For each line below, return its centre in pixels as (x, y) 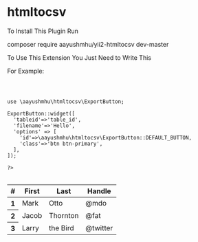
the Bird (62, 228)
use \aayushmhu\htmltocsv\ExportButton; (66, 101)
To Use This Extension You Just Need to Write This (79, 57)
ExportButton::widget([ (41, 113)
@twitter (99, 228)
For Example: (26, 71)
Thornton (64, 215)
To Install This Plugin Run (43, 31)
